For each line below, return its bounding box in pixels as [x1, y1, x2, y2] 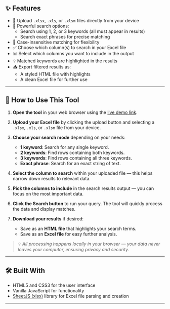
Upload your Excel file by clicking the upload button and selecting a [12, 119, 155, 125]
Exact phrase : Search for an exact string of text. [20, 160, 121, 166]
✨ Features [5, 4, 41, 13]
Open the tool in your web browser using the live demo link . [12, 109, 138, 115]
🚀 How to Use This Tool [5, 96, 79, 104]
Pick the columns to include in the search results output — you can [12, 185, 154, 191]
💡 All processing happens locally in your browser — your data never [17, 241, 160, 247]
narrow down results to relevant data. [12, 175, 91, 181]
